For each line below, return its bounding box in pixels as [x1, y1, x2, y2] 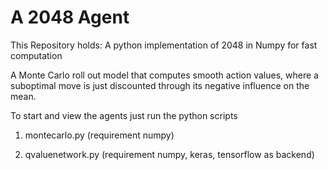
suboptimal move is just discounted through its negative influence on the [10, 79, 310, 91]
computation [10, 49, 63, 61]
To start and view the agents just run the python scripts [10, 109, 238, 121]
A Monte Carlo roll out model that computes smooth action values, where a [10, 69, 319, 81]
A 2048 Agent [10, 6, 130, 29]
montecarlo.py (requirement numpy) [24, 129, 175, 141]
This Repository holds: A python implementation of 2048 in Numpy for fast [10, 39, 318, 51]
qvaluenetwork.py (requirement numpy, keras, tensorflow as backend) [24, 148, 315, 160]
